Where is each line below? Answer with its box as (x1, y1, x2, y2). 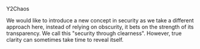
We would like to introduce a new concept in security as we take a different (6, 17, 194, 24)
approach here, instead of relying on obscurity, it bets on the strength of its (6, 24, 194, 30)
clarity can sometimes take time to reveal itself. (6, 36, 124, 43)
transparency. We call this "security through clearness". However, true (6, 30, 182, 37)
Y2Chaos (6, 5, 30, 12)
